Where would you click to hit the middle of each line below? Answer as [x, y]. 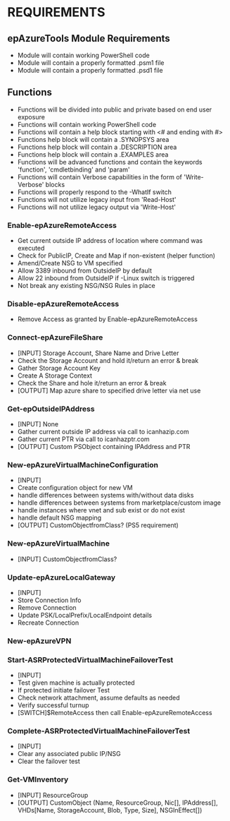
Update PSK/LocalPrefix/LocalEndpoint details [85, 615]
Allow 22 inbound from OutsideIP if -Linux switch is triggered [106, 278]
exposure [31, 116]
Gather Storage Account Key [59, 368]
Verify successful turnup [53, 705]
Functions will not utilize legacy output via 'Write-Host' [97, 207]
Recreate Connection [48, 623]
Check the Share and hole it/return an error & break [92, 383]
